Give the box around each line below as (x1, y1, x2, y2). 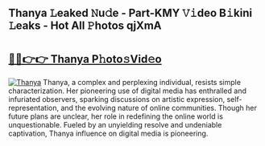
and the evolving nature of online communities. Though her (60, 103, 258, 112)
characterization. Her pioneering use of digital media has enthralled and (8, 86, 247, 95)
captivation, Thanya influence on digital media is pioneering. (8, 128, 209, 138)
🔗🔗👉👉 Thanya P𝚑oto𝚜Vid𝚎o (8, 52, 163, 66)
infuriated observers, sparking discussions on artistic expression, (8, 95, 226, 103)
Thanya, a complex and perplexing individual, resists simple (43, 78, 242, 87)
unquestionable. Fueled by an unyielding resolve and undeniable (8, 120, 222, 129)
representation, (8, 103, 59, 112)
